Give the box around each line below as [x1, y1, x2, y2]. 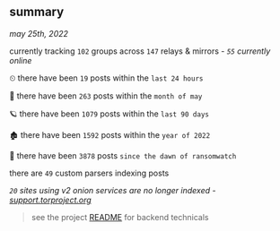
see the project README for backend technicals [31, 211, 209, 222]
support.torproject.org [9, 194, 92, 205]
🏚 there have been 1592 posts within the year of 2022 [9, 129, 211, 140]
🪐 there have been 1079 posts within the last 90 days [9, 108, 209, 119]
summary [9, 4, 65, 20]
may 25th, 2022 [9, 28, 69, 38]
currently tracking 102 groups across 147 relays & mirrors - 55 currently [9, 46, 271, 56]
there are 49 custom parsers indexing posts [9, 167, 170, 178]
